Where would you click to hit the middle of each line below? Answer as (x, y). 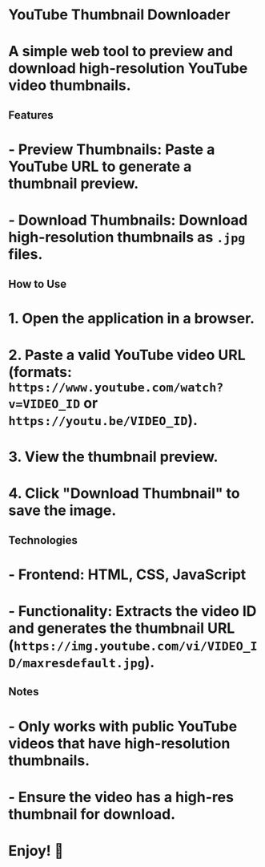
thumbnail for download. (92, 814)
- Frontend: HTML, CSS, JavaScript (127, 574)
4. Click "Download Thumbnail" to (124, 494)
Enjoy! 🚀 (36, 851)
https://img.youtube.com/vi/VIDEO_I (135, 647)
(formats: (40, 372)
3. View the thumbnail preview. (113, 457)
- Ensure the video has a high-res (121, 797)
